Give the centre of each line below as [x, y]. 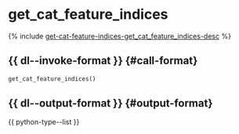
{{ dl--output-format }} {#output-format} [110, 103]
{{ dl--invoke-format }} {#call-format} [103, 61]
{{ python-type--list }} [44, 122]
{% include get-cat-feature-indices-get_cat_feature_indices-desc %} [119, 36]
